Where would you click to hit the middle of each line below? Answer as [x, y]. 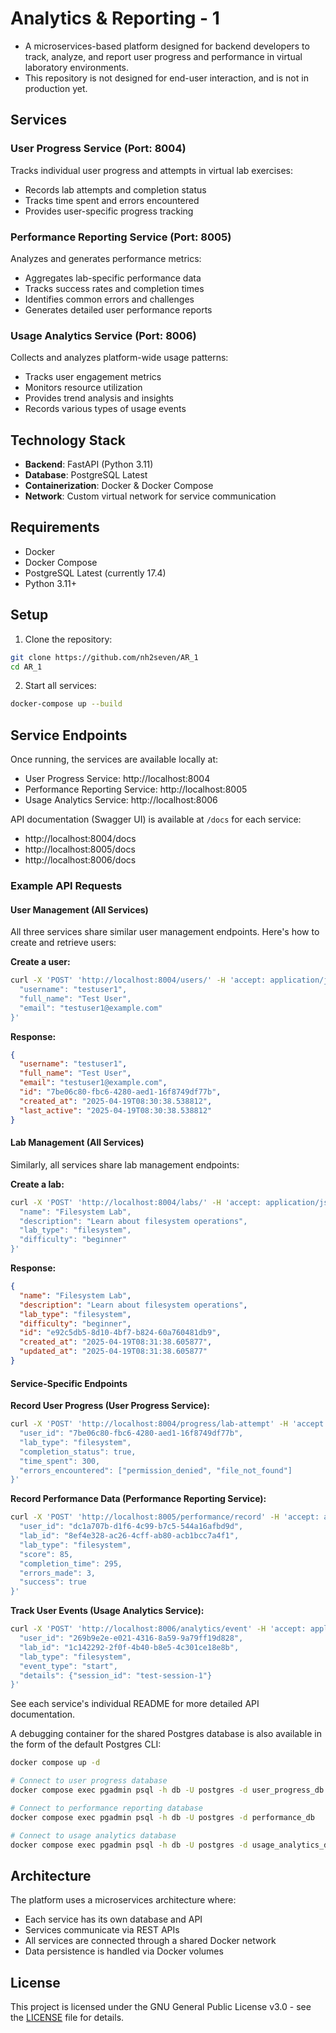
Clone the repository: [68, 639]
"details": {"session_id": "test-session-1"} [116, 1675]
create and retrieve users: [63, 943]
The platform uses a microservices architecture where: [123, 1900]
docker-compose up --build [66, 704]
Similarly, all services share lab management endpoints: [125, 1164]
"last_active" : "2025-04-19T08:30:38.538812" [116, 1110]
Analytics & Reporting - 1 [115, 18]
